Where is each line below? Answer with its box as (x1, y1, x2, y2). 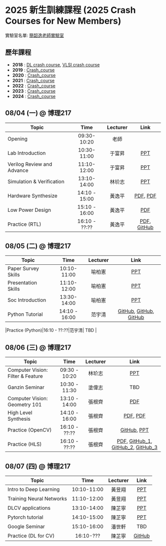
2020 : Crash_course (12, 72, 56, 78)
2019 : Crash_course (12, 67, 55, 73)
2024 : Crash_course (12, 93, 56, 99)
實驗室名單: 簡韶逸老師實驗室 (5, 32, 64, 38)
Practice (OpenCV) (7, 427, 52, 434)
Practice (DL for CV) (7, 533, 55, 539)
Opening (7, 135, 28, 142)
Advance (7, 167, 29, 174)
